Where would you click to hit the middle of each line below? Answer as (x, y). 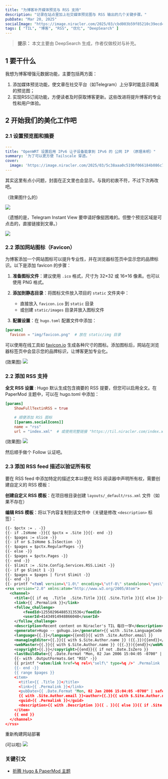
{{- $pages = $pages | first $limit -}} (48, 575)
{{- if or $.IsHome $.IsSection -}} (43, 542)
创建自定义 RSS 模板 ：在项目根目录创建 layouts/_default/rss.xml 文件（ (80, 495)
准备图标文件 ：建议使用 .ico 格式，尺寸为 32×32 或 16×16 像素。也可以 (86, 276)
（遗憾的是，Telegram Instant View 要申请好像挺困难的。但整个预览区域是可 (83, 217)
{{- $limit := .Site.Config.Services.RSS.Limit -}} (60, 565)
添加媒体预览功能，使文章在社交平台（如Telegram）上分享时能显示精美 (85, 84)
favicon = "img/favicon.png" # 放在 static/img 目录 (65, 335)
